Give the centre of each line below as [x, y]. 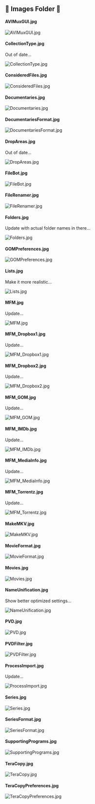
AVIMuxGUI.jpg [21, 21]
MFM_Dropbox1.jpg [25, 334]
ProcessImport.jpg [24, 665]
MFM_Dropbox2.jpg [26, 366]
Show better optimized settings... [38, 601]
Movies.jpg [17, 568]
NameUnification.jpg [27, 590]
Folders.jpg [17, 217]
